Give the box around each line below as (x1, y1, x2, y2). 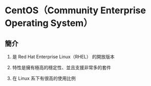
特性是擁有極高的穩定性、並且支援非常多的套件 (12, 65, 111, 70)
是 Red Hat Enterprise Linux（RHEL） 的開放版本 (12, 54, 115, 60)
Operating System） (5, 17, 93, 29)
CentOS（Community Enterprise (5, 5, 146, 16)
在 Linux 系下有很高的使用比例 (12, 75, 76, 81)
